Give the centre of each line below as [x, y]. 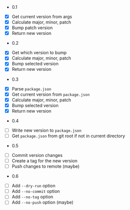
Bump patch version [32, 28]
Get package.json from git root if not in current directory [68, 136]
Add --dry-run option [33, 186]
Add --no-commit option [36, 191]
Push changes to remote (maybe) [46, 166]
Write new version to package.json [47, 130]
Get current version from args [42, 16]
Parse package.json [32, 89]
